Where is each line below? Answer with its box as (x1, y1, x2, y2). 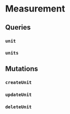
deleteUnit (5, 104, 32, 109)
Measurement (5, 3, 65, 15)
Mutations (5, 64, 38, 73)
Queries (5, 23, 31, 32)
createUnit (5, 79, 32, 85)
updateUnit (5, 91, 32, 97)
